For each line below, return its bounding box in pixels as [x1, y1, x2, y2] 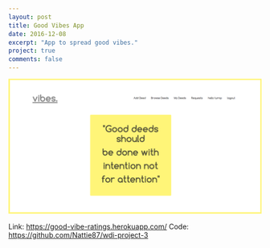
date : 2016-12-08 [8, 30, 67, 38]
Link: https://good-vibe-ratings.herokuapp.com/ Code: [8, 222, 189, 231]
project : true [8, 47, 56, 55]
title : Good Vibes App [8, 21, 84, 30]
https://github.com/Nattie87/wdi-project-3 [8, 230, 149, 240]
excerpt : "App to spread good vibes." [8, 39, 138, 47]
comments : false [8, 55, 63, 63]
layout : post [8, 13, 52, 21]
